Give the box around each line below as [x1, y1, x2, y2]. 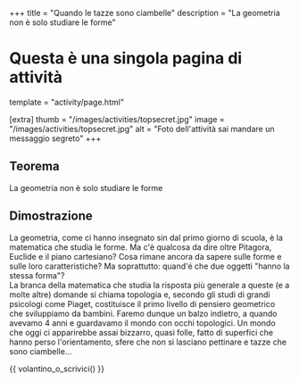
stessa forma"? [9, 270, 65, 280]
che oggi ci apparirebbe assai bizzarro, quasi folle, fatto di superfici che [9, 327, 274, 337]
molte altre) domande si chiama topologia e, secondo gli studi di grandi [9, 289, 270, 300]
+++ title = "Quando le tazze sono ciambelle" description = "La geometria [9, 8, 281, 18]
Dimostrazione [9, 209, 93, 224]
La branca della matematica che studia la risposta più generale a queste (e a [9, 279, 290, 290]
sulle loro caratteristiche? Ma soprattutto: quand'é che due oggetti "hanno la [9, 261, 290, 271]
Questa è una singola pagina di [9, 48, 243, 69]
